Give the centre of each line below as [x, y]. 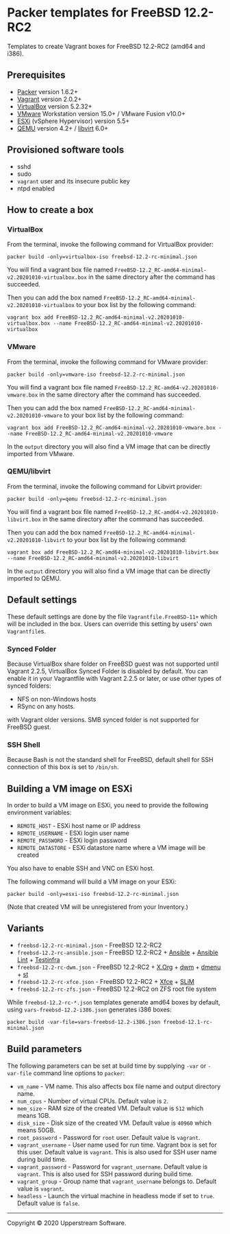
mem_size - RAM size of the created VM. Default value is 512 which [110, 1108]
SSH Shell [24, 745]
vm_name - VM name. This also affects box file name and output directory [119, 1086]
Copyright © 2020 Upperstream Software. [67, 1223]
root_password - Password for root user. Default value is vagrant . [108, 1137]
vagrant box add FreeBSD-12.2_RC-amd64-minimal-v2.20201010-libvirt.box [113, 552]
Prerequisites [36, 75]
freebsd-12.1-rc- [188, 1022]
